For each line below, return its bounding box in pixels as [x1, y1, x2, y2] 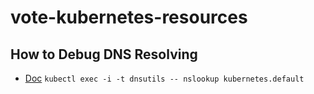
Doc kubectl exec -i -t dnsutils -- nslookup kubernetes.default [24, 72, 305, 84]
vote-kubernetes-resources [10, 6, 248, 29]
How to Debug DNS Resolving [10, 46, 198, 63]
